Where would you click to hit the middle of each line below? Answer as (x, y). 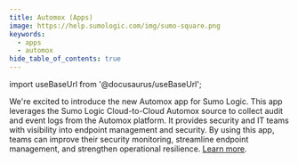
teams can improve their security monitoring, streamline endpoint (129, 139)
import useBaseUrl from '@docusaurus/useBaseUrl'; (105, 84)
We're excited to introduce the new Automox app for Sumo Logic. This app (146, 102)
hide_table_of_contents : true (65, 59)
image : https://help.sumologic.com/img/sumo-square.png (115, 26)
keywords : (28, 34)
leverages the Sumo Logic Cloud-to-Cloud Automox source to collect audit (146, 111)
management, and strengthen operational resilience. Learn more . (128, 149)
